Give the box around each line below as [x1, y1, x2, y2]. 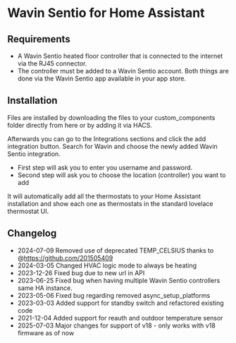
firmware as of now [17, 328, 75, 337]
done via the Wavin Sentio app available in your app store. [17, 74, 187, 83]
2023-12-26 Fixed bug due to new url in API [17, 268, 145, 277]
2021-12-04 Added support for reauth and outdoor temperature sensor [17, 313, 223, 322]
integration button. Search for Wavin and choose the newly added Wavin [7, 142, 218, 150]
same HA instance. [17, 284, 73, 292]
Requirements [7, 33, 70, 45]
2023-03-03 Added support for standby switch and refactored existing [17, 299, 224, 307]
